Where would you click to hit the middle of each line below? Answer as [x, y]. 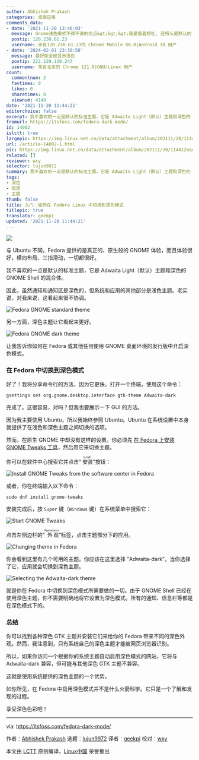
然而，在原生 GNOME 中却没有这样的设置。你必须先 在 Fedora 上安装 [90, 440]
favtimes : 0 [26, 84]
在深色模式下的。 [27, 606]
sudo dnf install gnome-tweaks [45, 497]
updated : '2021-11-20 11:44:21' [46, 221]
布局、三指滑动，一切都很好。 [63, 257]
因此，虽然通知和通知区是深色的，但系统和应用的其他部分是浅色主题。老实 [97, 290]
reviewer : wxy [24, 161]
